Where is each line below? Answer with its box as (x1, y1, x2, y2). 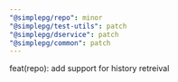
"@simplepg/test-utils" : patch (9, 22, 127, 31)
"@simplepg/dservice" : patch (9, 30, 119, 39)
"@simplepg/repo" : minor (9, 13, 103, 23)
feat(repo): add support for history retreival (9, 63, 170, 74)
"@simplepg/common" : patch (9, 38, 111, 48)
